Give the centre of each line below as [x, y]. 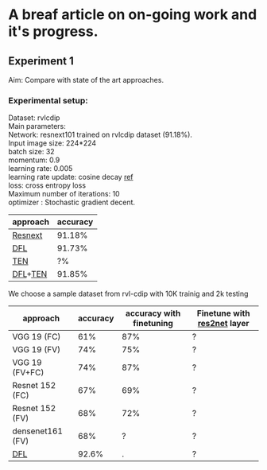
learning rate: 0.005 [41, 169]
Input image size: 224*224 [52, 143]
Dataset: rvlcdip [34, 118]
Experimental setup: [48, 100]
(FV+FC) [28, 373]
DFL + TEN [30, 274]
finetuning [153, 324]
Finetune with [223, 313]
